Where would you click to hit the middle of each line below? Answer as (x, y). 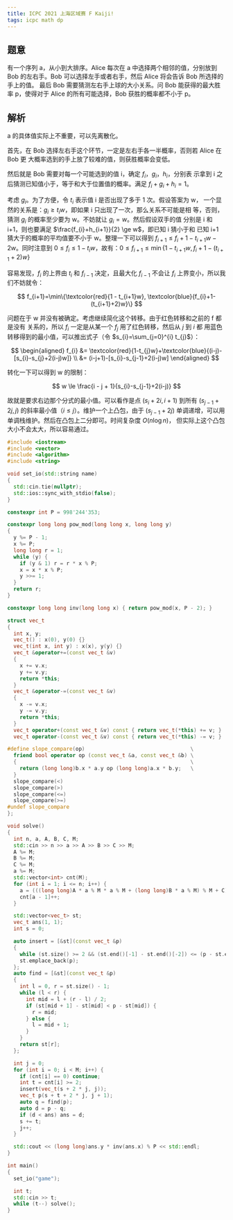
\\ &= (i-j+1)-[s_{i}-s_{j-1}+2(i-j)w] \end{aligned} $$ (146, 358)
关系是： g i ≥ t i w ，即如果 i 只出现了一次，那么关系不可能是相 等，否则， (121, 210)
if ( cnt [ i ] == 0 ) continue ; (60, 1076)
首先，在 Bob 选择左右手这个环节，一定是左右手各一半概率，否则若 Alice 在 (114, 150)
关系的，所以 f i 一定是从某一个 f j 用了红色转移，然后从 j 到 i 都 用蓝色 (125, 328)
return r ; (27, 589)
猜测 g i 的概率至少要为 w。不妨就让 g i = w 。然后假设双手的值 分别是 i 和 (110, 220)
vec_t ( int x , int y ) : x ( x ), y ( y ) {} (68, 646)
